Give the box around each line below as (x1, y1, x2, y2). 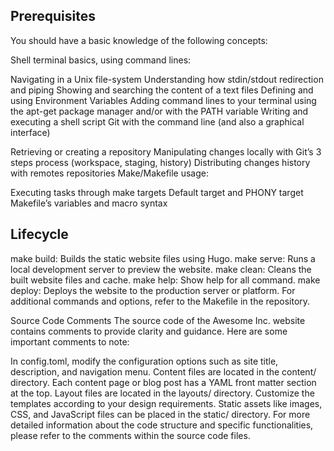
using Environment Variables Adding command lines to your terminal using (10, 94, 317, 106)
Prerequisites (10, 8, 96, 25)
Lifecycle (10, 226, 69, 243)
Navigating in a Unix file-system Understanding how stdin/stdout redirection (10, 73, 324, 85)
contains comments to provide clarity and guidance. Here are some (10, 325, 288, 337)
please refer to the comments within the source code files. (10, 429, 251, 441)
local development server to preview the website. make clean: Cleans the (10, 263, 312, 275)
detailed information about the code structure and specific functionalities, (10, 419, 314, 431)
